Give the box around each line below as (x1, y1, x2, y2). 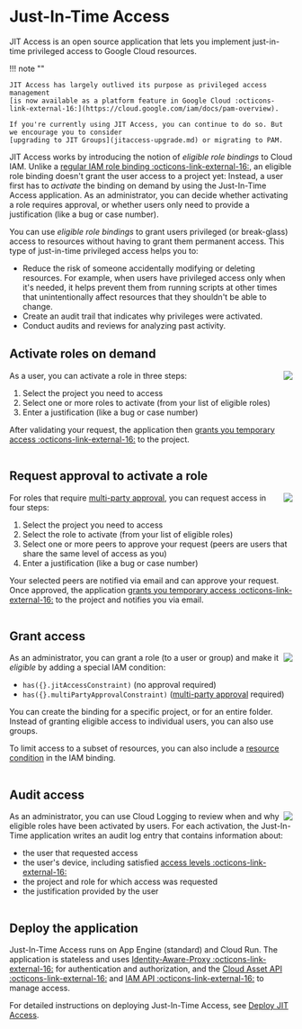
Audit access (9, 787, 85, 802)
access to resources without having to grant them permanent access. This (9, 236, 285, 247)
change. (22, 301, 53, 311)
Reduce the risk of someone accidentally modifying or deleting (22, 263, 255, 274)
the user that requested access (22, 848, 138, 859)
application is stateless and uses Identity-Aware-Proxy (9, 954, 211, 964)
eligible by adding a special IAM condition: (9, 662, 166, 672)
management (9, 88, 50, 97)
